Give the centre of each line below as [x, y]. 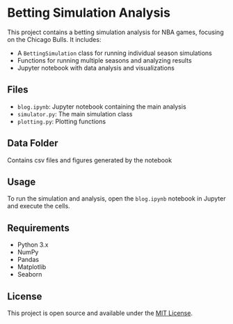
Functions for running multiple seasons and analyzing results [105, 60]
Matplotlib [32, 267]
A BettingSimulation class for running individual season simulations [114, 53]
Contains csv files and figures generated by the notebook [90, 160]
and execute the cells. [39, 206]
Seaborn [30, 275]
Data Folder [33, 143]
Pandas [28, 260]
